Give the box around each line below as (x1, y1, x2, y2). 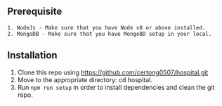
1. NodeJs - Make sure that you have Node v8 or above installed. (7, 24, 206, 31)
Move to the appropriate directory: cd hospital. (17, 75, 152, 84)
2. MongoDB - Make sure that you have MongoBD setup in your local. (7, 30, 212, 37)
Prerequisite (7, 6, 63, 18)
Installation (7, 49, 58, 62)
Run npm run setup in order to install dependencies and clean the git (17, 83, 215, 91)
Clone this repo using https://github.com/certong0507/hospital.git (17, 68, 209, 77)
